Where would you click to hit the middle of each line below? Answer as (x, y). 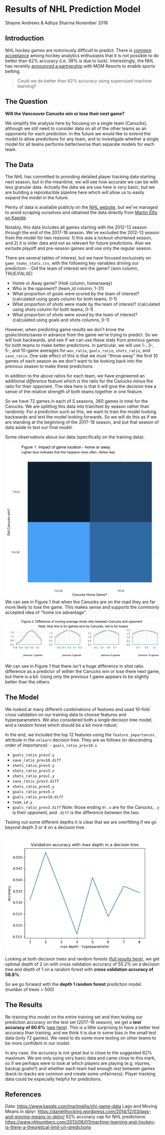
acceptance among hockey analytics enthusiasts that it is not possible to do (82, 55)
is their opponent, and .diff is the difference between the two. (76, 812)
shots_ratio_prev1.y (33, 776)
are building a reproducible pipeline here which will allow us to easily (75, 192)
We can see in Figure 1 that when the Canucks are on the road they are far (81, 602)
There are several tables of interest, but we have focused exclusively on (78, 258)
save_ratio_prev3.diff (35, 781)
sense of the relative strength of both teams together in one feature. (74, 392)
